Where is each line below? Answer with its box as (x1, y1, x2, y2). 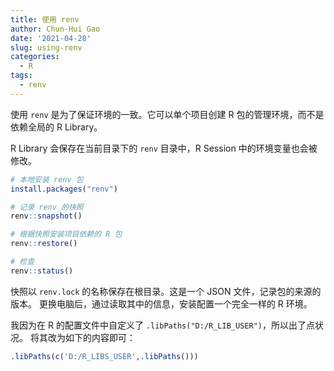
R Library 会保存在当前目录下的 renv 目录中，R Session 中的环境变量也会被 (10, 142, 318, 154)
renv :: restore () (10, 239, 78, 249)
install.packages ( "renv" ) (10, 184, 118, 194)
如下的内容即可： (64, 331, 136, 343)
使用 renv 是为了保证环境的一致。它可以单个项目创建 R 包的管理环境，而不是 (10, 108, 325, 120)
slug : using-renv (10, 42, 83, 53)
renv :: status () (10, 266, 74, 276)
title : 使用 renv (10, 14, 80, 25)
